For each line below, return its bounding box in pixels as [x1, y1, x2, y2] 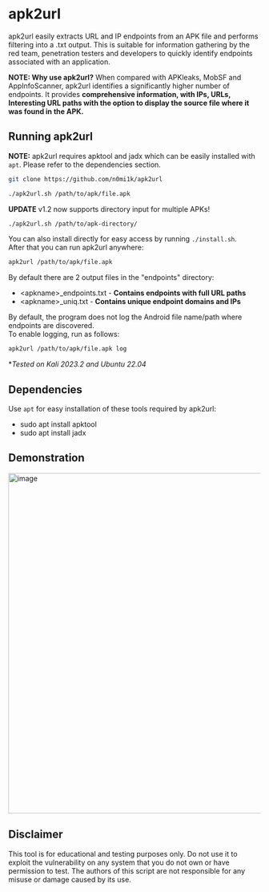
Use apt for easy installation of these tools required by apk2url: [8, 403, 216, 413]
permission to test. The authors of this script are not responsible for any [8, 866, 246, 875]
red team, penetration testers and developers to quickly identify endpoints [8, 48, 253, 58]
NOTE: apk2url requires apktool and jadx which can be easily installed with [8, 151, 256, 160]
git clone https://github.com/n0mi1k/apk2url [8, 175, 163, 183]
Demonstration [8, 451, 86, 465]
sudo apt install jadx [19, 428, 86, 437]
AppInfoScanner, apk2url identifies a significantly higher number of [8, 81, 230, 91]
